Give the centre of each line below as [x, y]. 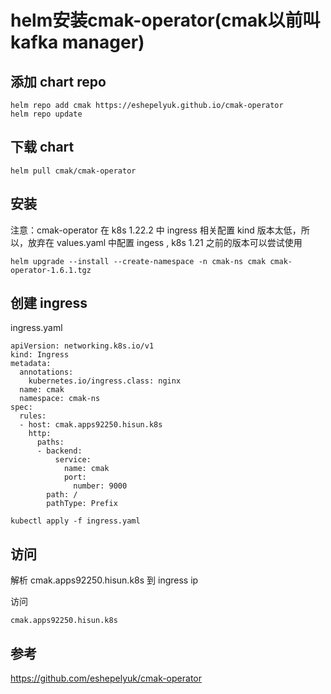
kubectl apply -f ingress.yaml [75, 521]
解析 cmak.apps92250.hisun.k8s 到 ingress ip [104, 580]
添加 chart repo [58, 81]
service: [73, 460]
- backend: [59, 451]
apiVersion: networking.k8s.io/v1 [82, 346]
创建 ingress [49, 303]
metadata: [31, 364]
